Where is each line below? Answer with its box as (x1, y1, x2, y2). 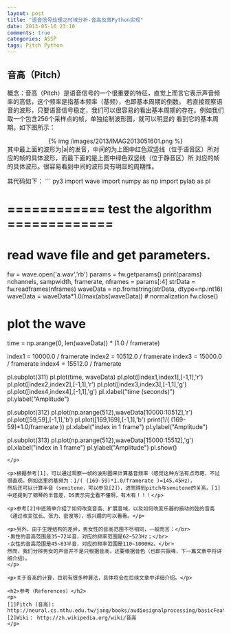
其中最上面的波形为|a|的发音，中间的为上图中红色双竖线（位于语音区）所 (7, 145, 214, 153)
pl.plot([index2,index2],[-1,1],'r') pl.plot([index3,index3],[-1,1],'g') (7, 380, 187, 389)
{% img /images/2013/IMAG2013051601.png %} (47, 137, 184, 145)
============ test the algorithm (7, 201, 212, 217)
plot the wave (7, 316, 86, 332)
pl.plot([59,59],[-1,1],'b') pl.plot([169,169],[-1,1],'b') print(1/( (7, 415, 170, 424)
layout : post (7, 10, 45, 17)
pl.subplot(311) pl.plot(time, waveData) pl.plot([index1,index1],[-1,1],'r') (7, 373, 203, 381)
